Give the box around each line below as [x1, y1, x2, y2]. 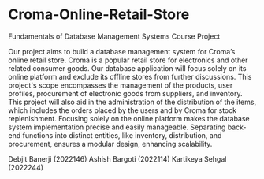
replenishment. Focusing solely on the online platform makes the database [8, 114, 250, 123]
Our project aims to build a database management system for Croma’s [8, 47, 236, 56]
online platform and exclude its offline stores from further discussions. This [8, 72, 252, 81]
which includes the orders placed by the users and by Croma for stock [8, 105, 237, 115]
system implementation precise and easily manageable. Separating [8, 122, 226, 132]
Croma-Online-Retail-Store [8, 6, 190, 24]
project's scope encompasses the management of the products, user [8, 80, 233, 90]
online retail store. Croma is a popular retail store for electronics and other [8, 55, 248, 65]
